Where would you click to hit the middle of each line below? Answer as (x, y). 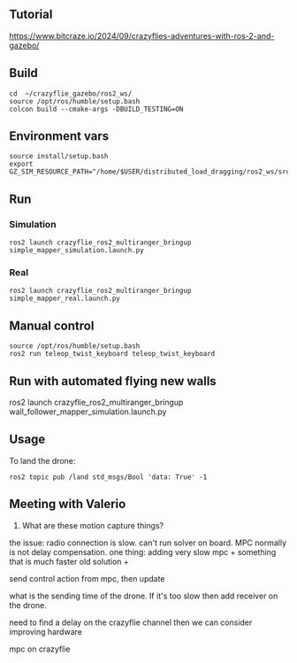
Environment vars (59, 136)
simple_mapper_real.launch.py (65, 299)
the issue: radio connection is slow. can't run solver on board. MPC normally (148, 543)
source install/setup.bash (59, 157)
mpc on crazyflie (40, 649)
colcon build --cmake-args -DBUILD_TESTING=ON (96, 109)
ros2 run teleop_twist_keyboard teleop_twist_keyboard (112, 354)
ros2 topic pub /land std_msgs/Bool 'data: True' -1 (108, 477)
